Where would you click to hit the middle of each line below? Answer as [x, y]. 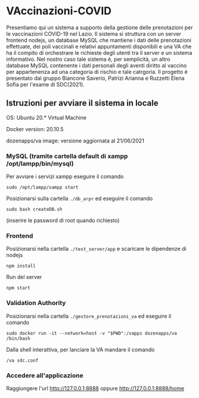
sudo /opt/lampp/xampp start [42, 188]
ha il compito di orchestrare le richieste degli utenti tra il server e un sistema [99, 52]
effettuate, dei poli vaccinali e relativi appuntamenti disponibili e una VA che [99, 46]
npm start [18, 288]
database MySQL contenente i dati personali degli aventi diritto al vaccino [97, 65]
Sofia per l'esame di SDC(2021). [45, 84]
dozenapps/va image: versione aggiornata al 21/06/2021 [75, 141]
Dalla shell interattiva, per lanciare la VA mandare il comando [80, 349]
